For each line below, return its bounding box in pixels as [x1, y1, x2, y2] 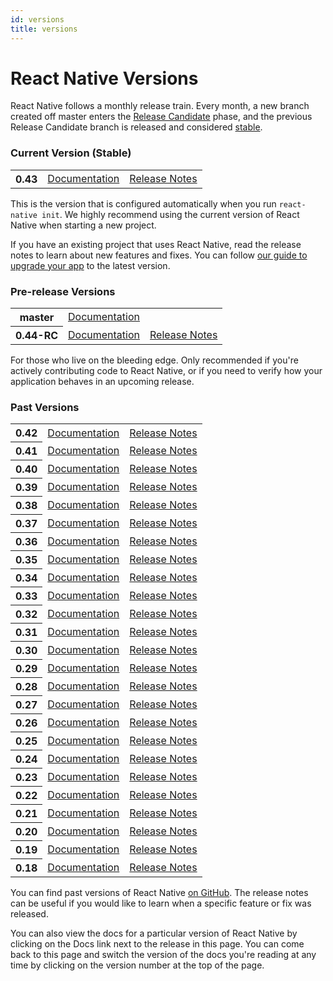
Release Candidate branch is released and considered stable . [10, 121, 263, 133]
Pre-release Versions [10, 284, 116, 298]
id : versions [10, 14, 65, 25]
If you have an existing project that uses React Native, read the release [10, 238, 302, 250]
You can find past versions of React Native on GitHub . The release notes [10, 887, 309, 899]
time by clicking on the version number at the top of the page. [10, 959, 265, 971]
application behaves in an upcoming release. [10, 376, 195, 388]
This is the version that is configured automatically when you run [10, 197, 277, 210]
